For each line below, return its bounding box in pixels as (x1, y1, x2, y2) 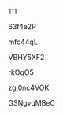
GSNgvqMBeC (8, 98, 55, 107)
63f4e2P (8, 22, 37, 31)
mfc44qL (8, 37, 38, 46)
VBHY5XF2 (8, 53, 45, 61)
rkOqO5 (8, 68, 34, 77)
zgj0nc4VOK (8, 83, 50, 92)
